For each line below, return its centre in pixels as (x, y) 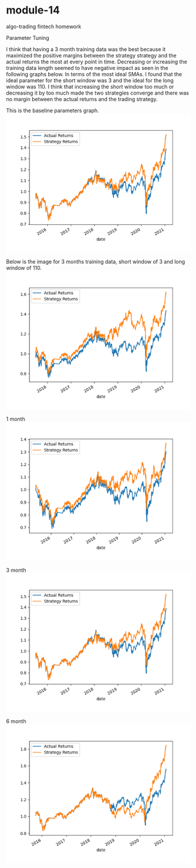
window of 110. (24, 268)
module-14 (33, 10)
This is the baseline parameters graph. (53, 110)
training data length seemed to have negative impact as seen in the (87, 67)
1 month (16, 419)
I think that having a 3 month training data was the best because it (86, 49)
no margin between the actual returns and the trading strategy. (82, 99)
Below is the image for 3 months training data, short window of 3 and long (96, 261)
